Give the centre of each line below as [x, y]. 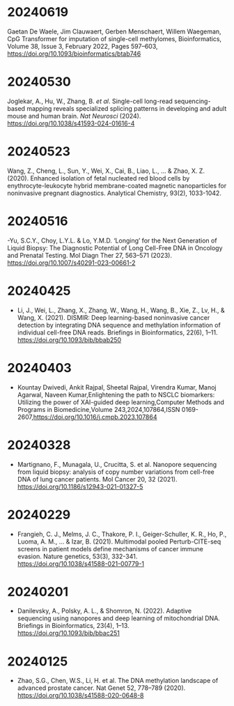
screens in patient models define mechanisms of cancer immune [110, 548]
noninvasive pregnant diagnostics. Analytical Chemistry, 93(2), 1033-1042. [114, 193]
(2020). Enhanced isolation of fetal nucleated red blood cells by [99, 178]
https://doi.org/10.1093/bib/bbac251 [68, 633]
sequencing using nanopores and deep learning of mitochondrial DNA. [119, 618]
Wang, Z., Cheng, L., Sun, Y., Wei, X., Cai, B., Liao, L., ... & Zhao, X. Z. [106, 171]
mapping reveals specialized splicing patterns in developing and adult [127, 108]
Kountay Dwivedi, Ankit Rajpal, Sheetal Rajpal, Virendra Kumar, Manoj [117, 387]
